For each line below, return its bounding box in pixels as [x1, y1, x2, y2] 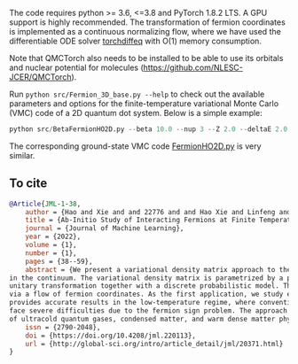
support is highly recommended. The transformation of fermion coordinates [9, 17, 286, 27]
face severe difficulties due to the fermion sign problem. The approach [9, 306, 288, 315]
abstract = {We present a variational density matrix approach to [25, 265, 276, 274]
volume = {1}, [25, 241, 77, 250]
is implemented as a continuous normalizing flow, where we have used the [9, 27, 281, 36]
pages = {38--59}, [25, 257, 93, 266]
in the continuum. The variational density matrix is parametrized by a [9, 274, 284, 283]
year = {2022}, [25, 232, 82, 242]
